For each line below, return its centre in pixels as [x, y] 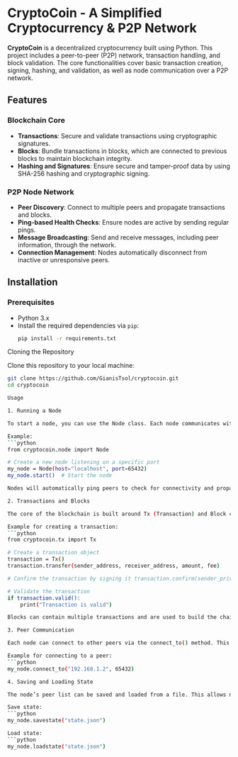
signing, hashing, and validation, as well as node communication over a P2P [118, 70]
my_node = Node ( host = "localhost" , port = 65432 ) [77, 469]
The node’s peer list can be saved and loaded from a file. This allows [117, 695]
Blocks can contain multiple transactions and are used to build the [112, 617]
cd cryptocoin [28, 385]
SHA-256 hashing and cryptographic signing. [84, 173]
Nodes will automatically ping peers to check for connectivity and [110, 488]
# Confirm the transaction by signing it [69, 578]
